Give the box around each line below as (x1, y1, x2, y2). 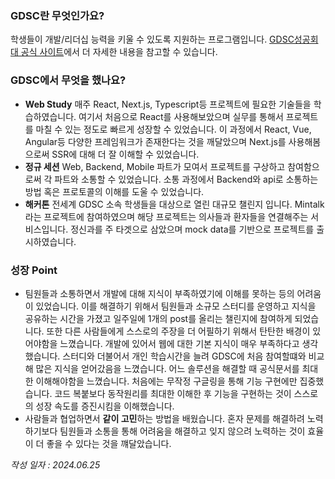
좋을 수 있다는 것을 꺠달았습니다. (46, 437, 172, 449)
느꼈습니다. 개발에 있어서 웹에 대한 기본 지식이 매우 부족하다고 (59, 337, 300, 349)
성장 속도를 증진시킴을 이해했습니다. (35, 400, 175, 412)
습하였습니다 (24, 110, 75, 122)
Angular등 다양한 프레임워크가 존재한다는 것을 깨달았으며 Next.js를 (24, 135, 287, 147)
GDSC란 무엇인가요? (10, 8, 105, 22)
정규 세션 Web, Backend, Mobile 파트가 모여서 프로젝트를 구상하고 (24, 160, 286, 172)
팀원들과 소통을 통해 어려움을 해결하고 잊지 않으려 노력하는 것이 (59, 425, 306, 437)
